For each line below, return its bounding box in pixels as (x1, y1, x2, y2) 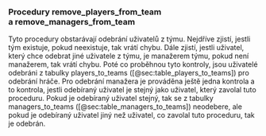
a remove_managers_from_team (8, 16, 136, 27)
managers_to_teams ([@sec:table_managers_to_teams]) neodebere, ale (8, 102, 242, 111)
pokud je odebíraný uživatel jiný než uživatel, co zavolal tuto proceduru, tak (8, 111, 256, 120)
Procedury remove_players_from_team (8, 6, 162, 17)
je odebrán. (8, 119, 46, 129)
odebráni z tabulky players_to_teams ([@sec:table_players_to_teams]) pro (8, 68, 250, 78)
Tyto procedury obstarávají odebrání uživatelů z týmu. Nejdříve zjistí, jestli (8, 34, 251, 44)
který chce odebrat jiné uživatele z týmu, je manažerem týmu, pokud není (8, 51, 249, 61)
